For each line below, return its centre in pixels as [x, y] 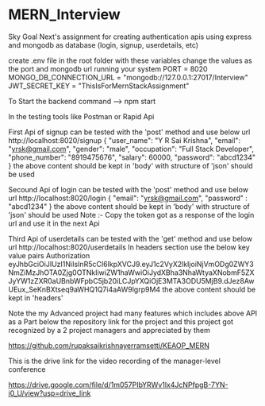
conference [27, 369]
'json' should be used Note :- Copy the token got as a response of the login [131, 215]
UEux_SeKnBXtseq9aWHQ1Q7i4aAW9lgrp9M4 [84, 289]
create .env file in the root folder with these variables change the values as [130, 60]
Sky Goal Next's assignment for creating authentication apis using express [130, 37]
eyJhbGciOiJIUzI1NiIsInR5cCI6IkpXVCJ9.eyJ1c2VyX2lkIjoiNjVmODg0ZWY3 [131, 264]
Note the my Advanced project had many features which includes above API [133, 313]
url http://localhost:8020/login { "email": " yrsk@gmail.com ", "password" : [128, 198]
